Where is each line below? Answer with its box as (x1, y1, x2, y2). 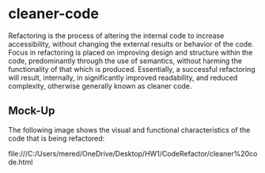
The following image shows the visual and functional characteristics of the (8, 125, 251, 134)
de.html (8, 157, 33, 167)
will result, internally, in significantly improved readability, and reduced (8, 73, 238, 82)
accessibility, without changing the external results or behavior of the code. (8, 39, 255, 48)
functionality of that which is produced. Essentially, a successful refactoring (8, 64, 256, 73)
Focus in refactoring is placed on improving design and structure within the (8, 47, 253, 57)
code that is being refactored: (8, 134, 105, 143)
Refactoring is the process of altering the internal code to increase (8, 31, 225, 40)
